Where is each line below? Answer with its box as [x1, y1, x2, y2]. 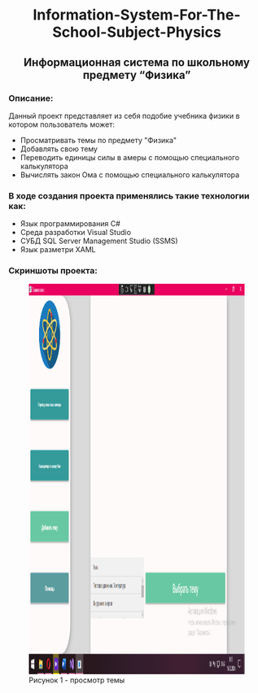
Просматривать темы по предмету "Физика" [20, 135, 177, 145]
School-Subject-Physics [52, 23, 221, 41]
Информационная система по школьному [23, 55, 251, 69]
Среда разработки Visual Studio [20, 228, 132, 238]
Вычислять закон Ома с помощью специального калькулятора [20, 169, 240, 180]
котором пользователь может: [8, 120, 116, 129]
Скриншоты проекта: [8, 265, 98, 277]
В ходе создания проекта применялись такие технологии [8, 190, 250, 201]
